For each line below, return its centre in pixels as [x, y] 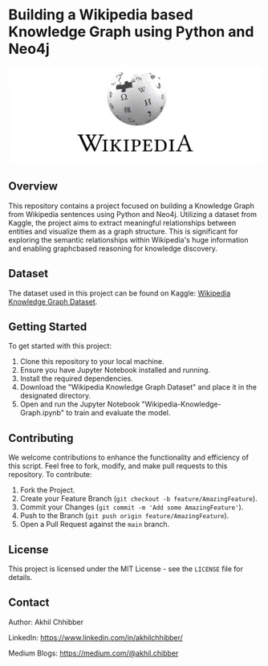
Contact [29, 603]
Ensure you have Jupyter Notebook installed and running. [115, 370]
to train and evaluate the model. [118, 413]
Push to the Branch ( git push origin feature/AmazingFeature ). [124, 516]
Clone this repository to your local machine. [92, 362]
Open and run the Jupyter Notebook [80, 404]
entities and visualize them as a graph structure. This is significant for [123, 231]
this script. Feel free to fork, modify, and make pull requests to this [118, 466]
